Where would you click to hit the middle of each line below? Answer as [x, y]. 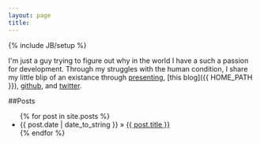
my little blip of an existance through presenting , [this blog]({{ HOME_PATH [130, 77]
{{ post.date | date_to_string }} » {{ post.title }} [95, 124]
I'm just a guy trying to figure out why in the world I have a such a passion [128, 61]
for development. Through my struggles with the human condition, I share [128, 68]
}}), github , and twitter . [45, 85]
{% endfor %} [42, 133]
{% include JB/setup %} [47, 45]
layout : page [30, 15]
